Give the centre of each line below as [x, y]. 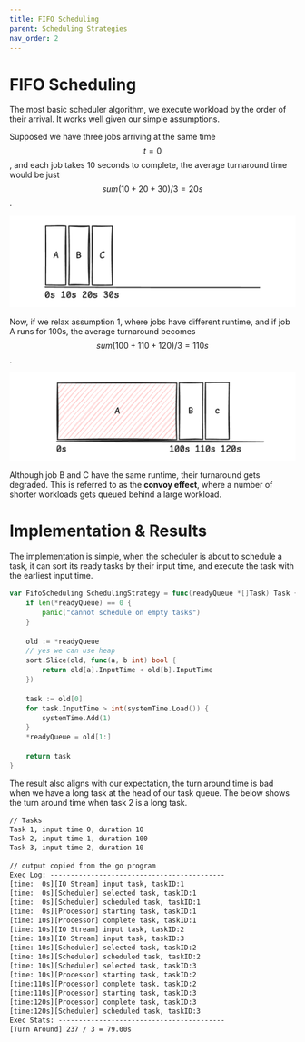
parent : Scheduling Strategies [69, 29]
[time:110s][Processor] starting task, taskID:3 [103, 993]
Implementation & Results [108, 531]
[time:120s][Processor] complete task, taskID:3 [103, 1002]
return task [48, 757]
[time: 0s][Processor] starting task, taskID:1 [103, 911]
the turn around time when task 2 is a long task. [98, 802]
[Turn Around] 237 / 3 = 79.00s [70, 1029]
